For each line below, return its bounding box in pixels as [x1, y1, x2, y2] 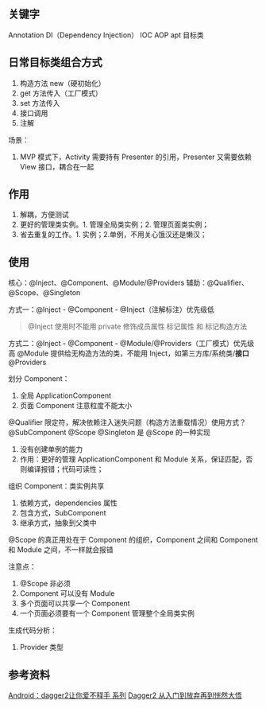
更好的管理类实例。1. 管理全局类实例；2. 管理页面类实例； [19, 220, 209, 229]
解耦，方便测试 [19, 210, 69, 220]
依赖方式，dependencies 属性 [19, 498, 118, 508]
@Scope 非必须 [19, 579, 71, 589]
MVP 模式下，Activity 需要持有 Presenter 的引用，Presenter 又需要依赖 [19, 152, 253, 161]
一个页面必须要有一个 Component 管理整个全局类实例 [19, 609, 195, 618]
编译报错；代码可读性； [26, 465, 104, 474]
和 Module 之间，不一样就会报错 [8, 545, 114, 554]
